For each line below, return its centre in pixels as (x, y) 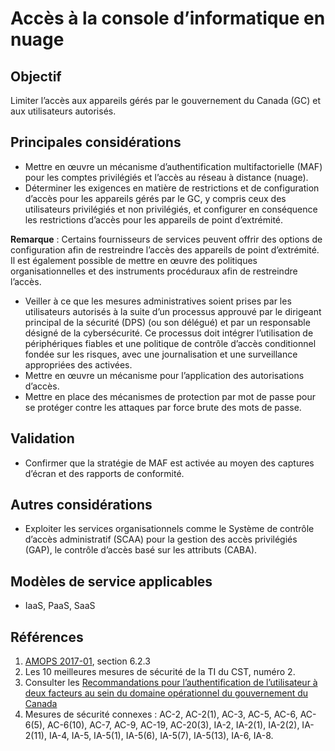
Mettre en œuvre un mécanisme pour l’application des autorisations (164, 375)
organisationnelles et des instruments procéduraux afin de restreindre (154, 271)
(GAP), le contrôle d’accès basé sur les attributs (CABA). (141, 550)
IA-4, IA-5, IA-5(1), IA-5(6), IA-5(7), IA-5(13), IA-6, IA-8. (161, 736)
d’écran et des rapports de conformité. (104, 473)
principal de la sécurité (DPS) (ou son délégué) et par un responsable (167, 322)
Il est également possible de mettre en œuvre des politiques (134, 260)
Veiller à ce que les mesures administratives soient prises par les (158, 301)
